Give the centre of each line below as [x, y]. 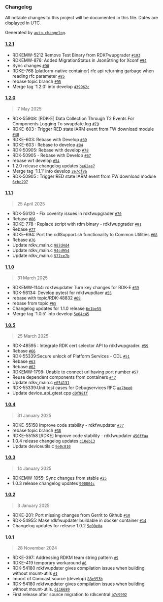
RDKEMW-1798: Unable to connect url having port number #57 [75, 372]
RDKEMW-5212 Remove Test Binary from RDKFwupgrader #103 [76, 55]
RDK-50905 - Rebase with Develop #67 [51, 155]
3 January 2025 [33, 505]
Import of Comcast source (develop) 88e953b [57, 579]
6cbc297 [20, 182]
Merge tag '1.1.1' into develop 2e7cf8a [49, 171]
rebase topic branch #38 [37, 430]
